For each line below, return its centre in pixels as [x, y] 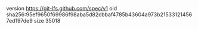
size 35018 [47, 21]
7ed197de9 [19, 21]
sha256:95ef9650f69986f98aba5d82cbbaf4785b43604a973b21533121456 [99, 14]
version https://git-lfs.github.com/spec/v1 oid [62, 8]
